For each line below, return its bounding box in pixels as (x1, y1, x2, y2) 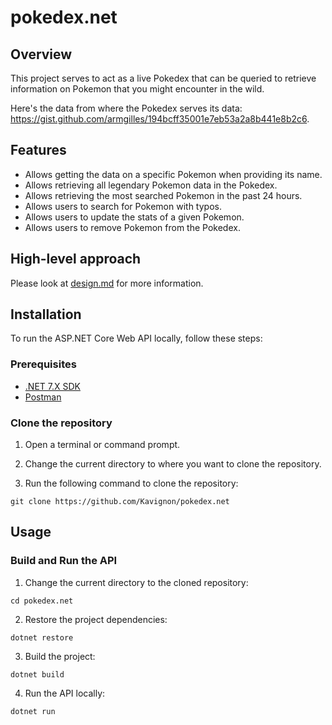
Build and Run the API (10, 554, 118, 568)
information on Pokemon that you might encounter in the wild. (10, 83, 265, 95)
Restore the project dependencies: (24, 613, 168, 625)
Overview (10, 46, 73, 63)
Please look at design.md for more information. (10, 277, 204, 289)
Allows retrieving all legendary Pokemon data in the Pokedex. (24, 179, 278, 191)
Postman (24, 391, 62, 403)
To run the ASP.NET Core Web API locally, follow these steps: (10, 332, 263, 345)
